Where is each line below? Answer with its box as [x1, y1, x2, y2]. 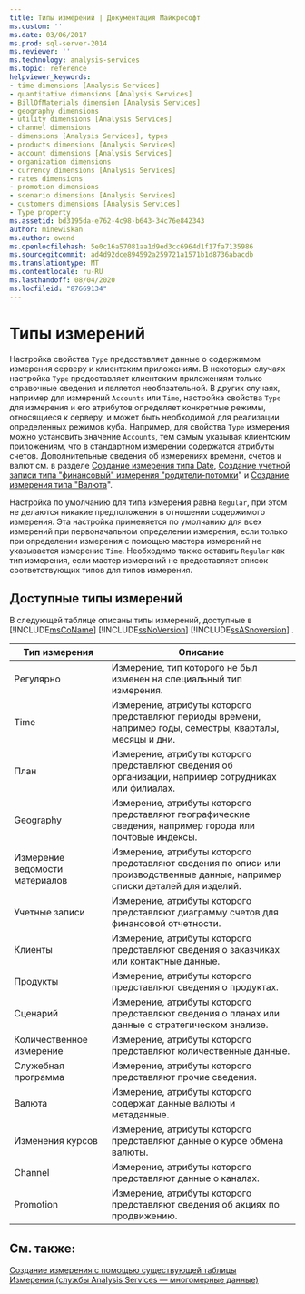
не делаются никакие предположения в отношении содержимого [9, 506, 266, 517]
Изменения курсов [14, 1135, 98, 1147]
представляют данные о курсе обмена [112, 1135, 284, 1147]
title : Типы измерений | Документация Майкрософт [9, 13, 202, 23]
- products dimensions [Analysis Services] [9, 140, 177, 149]
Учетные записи [14, 906, 85, 919]
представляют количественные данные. [112, 1045, 290, 1057]
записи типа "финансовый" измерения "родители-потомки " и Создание [9, 470, 290, 480]
